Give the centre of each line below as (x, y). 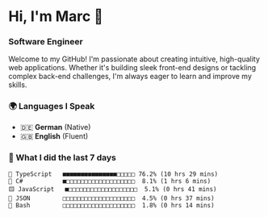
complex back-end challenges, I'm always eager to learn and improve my (130, 77)
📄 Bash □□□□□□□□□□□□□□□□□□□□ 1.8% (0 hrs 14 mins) (112, 206)
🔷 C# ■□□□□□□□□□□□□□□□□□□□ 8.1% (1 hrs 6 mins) (110, 182)
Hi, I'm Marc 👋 (56, 17)
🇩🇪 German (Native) (55, 127)
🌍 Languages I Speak (52, 106)
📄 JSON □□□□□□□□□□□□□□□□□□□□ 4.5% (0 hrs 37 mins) (112, 198)
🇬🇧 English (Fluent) (54, 136)
